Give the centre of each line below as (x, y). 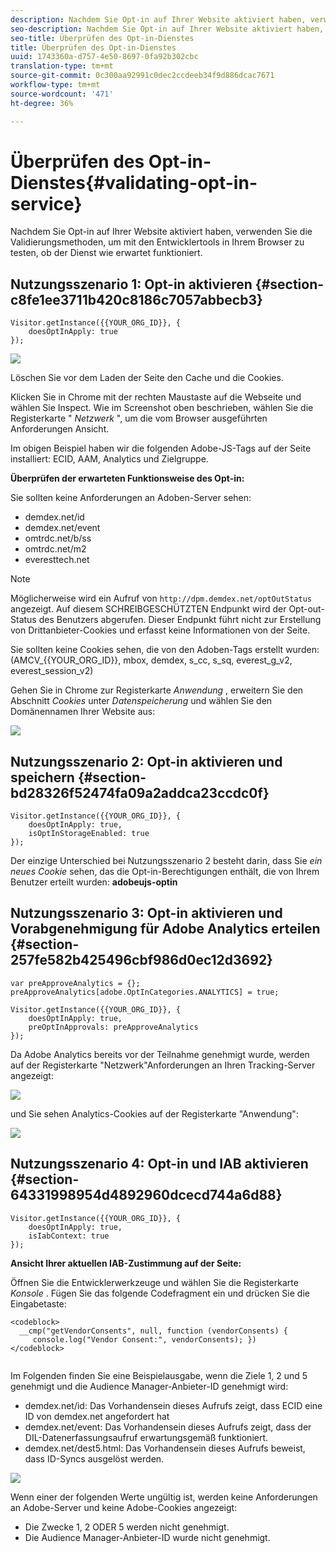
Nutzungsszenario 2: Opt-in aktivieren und (146, 761)
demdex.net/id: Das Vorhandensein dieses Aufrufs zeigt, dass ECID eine (173, 1405)
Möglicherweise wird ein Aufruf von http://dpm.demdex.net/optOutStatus (161, 598)
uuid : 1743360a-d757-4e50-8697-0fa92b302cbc (104, 57)
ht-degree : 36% (42, 103)
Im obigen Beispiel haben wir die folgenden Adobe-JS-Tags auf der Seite (161, 448)
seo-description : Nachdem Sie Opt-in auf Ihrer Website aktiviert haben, (167, 29)
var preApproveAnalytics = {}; (75, 983)
